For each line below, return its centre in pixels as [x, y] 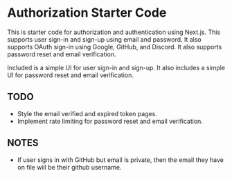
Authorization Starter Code [87, 13]
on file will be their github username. [69, 167]
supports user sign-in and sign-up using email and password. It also [105, 39]
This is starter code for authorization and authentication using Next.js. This [114, 32]
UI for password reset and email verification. [70, 75]
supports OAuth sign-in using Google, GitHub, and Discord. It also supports [115, 47]
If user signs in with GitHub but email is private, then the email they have [120, 160]
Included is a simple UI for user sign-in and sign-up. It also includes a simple [116, 67]
